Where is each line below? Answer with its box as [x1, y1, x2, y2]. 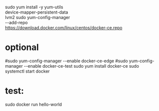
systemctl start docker [5, 68, 50, 74]
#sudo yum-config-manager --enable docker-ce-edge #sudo [5, 58, 128, 64]
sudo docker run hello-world [5, 101, 62, 107]
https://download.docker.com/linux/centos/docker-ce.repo [5, 25, 123, 31]
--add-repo [5, 19, 28, 25]
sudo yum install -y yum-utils [5, 4, 64, 10]
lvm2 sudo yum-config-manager [5, 15, 70, 20]
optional [5, 42, 39, 53]
